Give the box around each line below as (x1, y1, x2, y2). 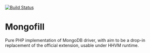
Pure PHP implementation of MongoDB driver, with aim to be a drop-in (5, 37, 146, 43)
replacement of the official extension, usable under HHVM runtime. (5, 42, 139, 48)
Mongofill (5, 22, 45, 32)
